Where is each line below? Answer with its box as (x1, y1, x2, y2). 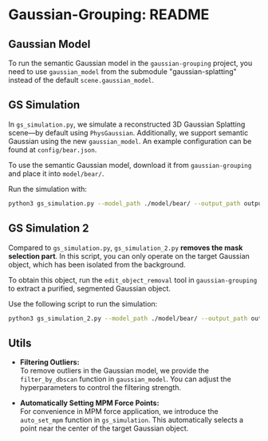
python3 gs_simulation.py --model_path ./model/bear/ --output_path (8, 199, 241, 208)
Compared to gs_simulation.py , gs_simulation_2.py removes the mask (8, 243, 243, 252)
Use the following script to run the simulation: (8, 299, 158, 308)
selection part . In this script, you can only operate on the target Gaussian (8, 251, 250, 260)
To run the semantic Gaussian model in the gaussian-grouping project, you (8, 58, 253, 68)
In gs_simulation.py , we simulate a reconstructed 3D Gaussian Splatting (8, 119, 246, 129)
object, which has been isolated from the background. (8, 260, 186, 269)
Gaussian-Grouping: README (8, 6, 210, 24)
